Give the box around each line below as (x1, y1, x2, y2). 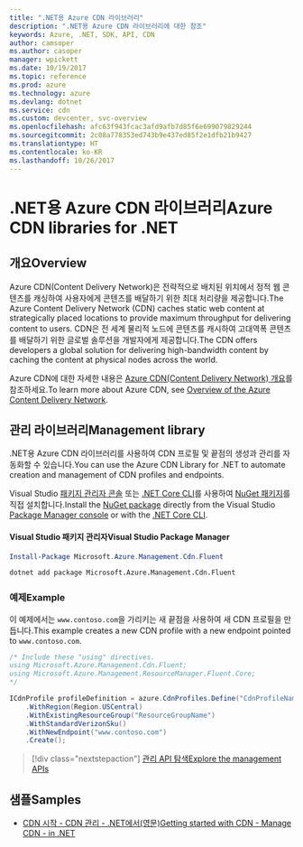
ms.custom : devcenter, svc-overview (9, 114, 147, 123)
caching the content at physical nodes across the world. (9, 354, 218, 365)
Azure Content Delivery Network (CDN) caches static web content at (9, 302, 265, 313)
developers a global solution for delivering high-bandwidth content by (9, 344, 269, 355)
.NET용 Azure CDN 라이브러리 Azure (9, 198, 273, 218)
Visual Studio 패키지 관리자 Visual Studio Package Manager (9, 531, 230, 542)
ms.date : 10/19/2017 (9, 64, 87, 73)
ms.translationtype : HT (9, 139, 99, 148)
